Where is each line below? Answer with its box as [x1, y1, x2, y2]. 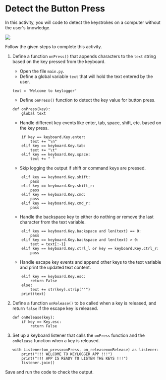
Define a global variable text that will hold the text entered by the [19, 73, 153, 79]
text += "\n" [30, 139, 57, 144]
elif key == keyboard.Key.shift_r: [21, 183, 95, 188]
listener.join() [21, 360, 55, 365]
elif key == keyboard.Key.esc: [21, 274, 86, 279]
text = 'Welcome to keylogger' [12, 88, 77, 93]
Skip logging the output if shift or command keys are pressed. [19, 165, 146, 171]
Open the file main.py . [19, 68, 64, 74]
